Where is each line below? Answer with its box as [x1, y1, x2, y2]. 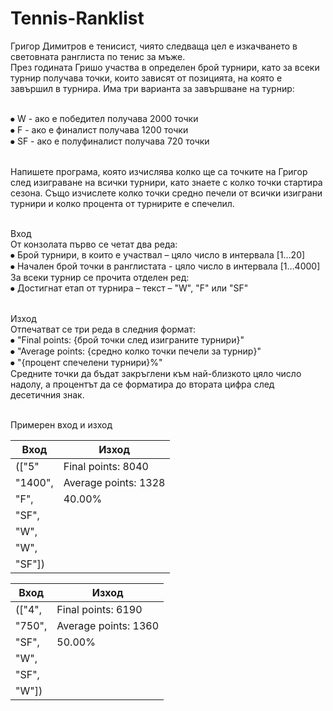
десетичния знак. [10, 388, 85, 401]
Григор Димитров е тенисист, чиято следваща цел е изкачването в [10, 40, 298, 52]
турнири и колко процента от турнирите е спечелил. [10, 197, 235, 209]
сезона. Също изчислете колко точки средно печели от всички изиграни [10, 187, 323, 199]
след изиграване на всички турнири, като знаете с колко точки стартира [10, 176, 323, 188]
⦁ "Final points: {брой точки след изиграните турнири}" [10, 333, 245, 346]
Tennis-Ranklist [10, 7, 145, 30]
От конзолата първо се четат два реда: [10, 238, 178, 250]
